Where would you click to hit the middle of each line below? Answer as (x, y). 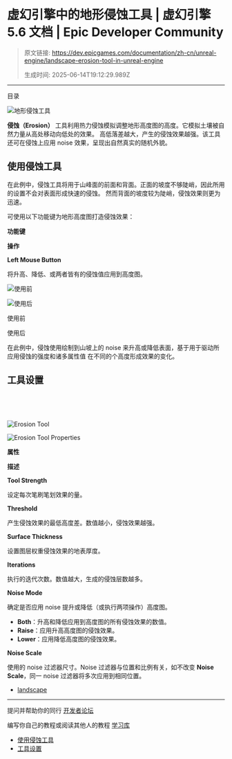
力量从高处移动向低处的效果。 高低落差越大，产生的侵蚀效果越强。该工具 (117, 134)
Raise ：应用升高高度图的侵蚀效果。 (68, 630)
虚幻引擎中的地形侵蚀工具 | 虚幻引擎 (109, 15)
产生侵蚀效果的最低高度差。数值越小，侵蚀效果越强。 (83, 522)
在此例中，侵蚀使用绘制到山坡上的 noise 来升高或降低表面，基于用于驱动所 (113, 347)
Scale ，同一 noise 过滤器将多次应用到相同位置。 (76, 675)
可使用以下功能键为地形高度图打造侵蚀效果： (71, 217)
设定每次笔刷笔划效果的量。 (47, 494)
